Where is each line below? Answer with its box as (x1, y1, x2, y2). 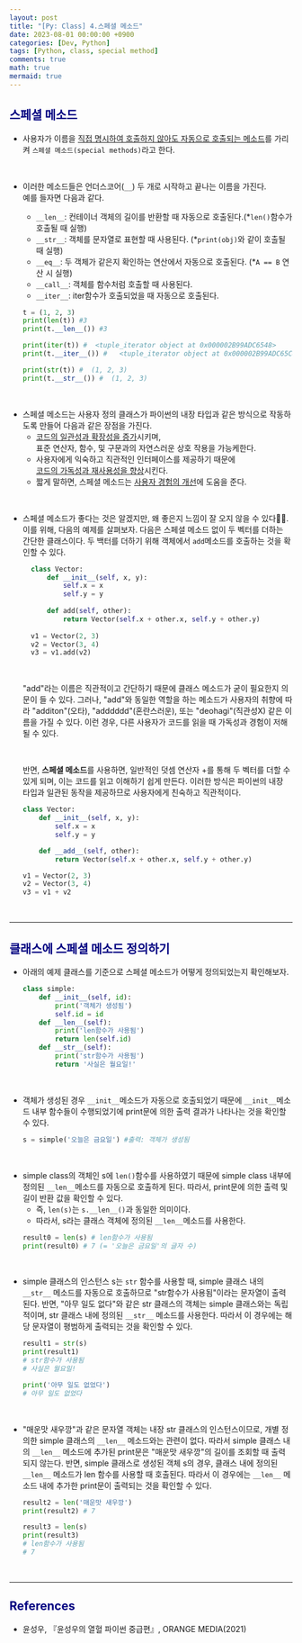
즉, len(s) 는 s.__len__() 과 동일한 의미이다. (35, 1204, 191, 1214)
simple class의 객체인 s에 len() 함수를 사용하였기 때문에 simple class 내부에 (22, 1169, 292, 1180)
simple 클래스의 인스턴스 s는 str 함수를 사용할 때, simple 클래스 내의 (22, 1276, 264, 1287)
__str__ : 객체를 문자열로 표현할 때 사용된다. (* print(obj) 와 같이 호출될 (35, 233, 286, 244)
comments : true (9, 55, 67, 64)
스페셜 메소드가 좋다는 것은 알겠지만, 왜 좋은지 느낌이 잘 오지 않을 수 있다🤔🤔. (22, 512, 289, 523)
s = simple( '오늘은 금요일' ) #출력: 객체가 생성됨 (22, 1135, 191, 1144)
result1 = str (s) (22, 1339, 88, 1349)
